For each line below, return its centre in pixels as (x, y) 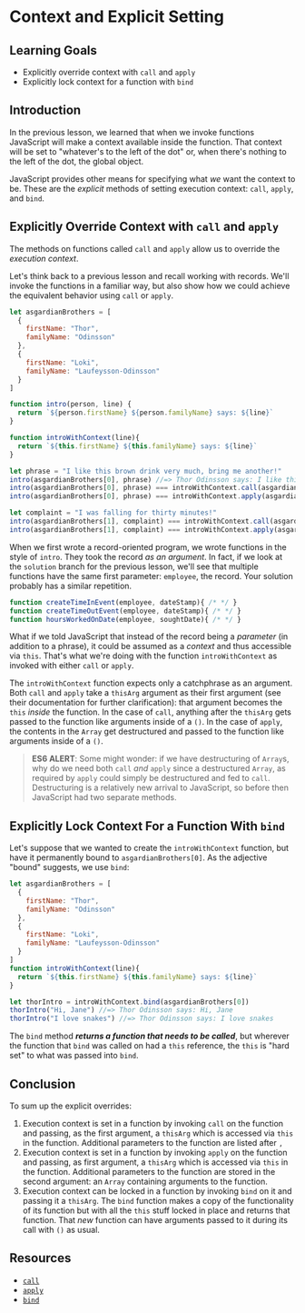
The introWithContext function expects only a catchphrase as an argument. (151, 683)
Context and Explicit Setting (117, 17)
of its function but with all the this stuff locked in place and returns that (156, 1210)
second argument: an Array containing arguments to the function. (145, 1181)
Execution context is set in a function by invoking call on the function (153, 1123)
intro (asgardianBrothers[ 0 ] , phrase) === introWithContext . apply (135, 496)
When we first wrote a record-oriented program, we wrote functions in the (148, 546)
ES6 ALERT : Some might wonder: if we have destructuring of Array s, (160, 759)
